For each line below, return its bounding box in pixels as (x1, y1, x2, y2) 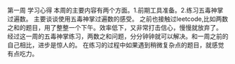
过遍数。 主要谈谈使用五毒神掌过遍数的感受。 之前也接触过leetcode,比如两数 (7, 15, 229, 23)
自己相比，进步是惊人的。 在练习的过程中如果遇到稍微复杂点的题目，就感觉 (7, 41, 224, 49)
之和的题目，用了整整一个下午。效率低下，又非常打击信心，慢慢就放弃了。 (7, 24, 222, 31)
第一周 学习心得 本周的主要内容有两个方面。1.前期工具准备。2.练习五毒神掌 (7, 6, 224, 14)
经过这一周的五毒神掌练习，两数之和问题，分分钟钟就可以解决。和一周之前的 (7, 32, 229, 40)
